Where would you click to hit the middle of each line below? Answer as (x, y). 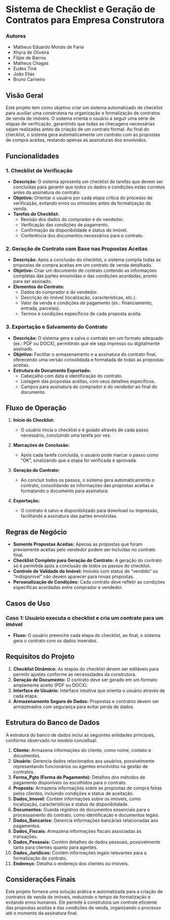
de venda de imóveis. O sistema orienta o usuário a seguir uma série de (80, 118)
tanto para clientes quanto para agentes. (55, 847)
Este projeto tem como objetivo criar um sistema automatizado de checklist (84, 108)
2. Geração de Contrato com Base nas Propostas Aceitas (77, 248)
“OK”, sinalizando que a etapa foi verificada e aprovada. (79, 460)
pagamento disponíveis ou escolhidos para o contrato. (70, 782)
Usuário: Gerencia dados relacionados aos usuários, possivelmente (84, 761)
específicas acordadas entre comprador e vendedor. (68, 587)
